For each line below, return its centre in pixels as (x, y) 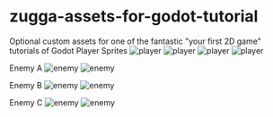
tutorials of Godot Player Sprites (69, 50)
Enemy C (26, 102)
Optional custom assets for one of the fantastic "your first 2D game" (136, 41)
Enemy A (26, 68)
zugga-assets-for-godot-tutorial (134, 17)
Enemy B (26, 85)
